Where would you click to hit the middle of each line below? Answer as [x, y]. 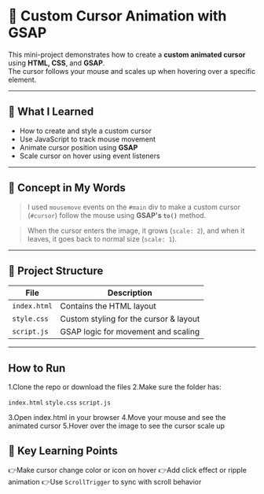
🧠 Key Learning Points [63, 450]
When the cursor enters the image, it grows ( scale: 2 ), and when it [136, 230]
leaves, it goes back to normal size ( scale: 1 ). [102, 238]
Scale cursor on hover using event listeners [90, 156]
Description [130, 293]
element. [22, 79]
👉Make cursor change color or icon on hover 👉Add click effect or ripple [128, 470]
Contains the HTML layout [108, 306]
